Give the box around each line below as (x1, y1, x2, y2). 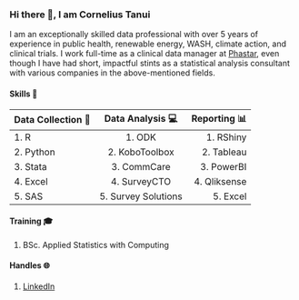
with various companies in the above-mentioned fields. (9, 67, 215, 78)
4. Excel (14, 175, 48, 187)
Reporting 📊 (191, 112, 247, 125)
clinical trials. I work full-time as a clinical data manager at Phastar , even (9, 48, 280, 59)
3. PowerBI (199, 160, 247, 173)
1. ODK (125, 131, 157, 144)
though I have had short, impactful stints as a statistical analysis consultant (9, 58, 291, 69)
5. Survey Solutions (99, 190, 184, 203)
